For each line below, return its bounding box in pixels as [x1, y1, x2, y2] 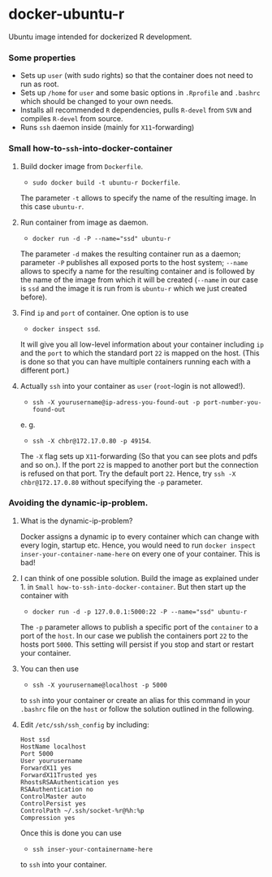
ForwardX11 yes [19, 764, 72, 772]
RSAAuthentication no [19, 785, 93, 793]
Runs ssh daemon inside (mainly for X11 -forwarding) [19, 123, 195, 133]
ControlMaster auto [19, 792, 87, 801]
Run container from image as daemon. [19, 217, 149, 227]
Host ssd [19, 735, 50, 744]
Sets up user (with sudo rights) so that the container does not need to [19, 71, 253, 81]
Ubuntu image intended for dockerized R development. [8, 32, 192, 41]
